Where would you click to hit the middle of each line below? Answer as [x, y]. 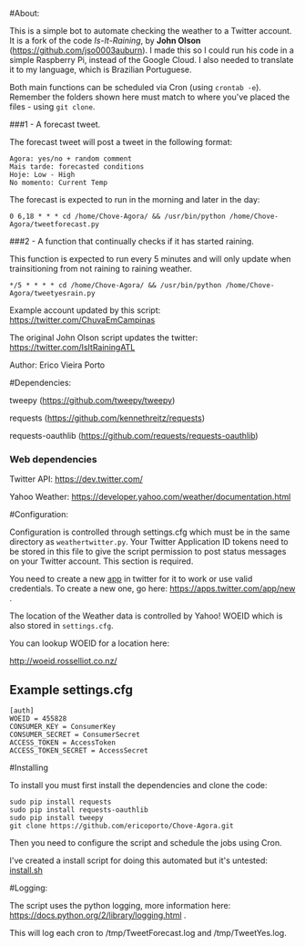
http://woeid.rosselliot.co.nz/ [63, 661]
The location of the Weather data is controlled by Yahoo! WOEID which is [146, 616]
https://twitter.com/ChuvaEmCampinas [82, 320]
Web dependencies [53, 459]
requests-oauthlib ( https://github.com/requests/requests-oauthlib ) [134, 436]
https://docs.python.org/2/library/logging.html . [98, 915]
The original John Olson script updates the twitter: [104, 338]
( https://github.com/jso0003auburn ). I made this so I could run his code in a [152, 50]
